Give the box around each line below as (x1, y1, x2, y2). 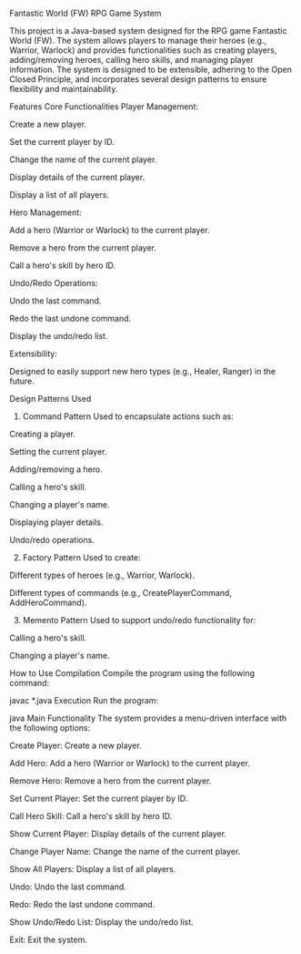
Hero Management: (9, 207, 82, 218)
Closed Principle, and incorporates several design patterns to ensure (9, 74, 267, 85)
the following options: (9, 723, 91, 733)
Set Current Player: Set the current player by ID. (9, 793, 188, 804)
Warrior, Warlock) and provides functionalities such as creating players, (9, 45, 277, 56)
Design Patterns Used (9, 394, 92, 404)
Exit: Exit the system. (9, 934, 88, 945)
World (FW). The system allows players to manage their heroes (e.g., (9, 36, 267, 46)
